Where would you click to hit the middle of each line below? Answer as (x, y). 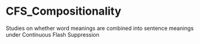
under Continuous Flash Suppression (52, 34)
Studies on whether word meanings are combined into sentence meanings (100, 28)
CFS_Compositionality (63, 11)
